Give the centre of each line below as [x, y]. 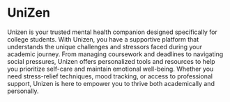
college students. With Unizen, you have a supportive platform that [103, 39]
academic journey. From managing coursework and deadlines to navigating [115, 54]
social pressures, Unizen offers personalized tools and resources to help [111, 61]
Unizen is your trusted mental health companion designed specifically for [112, 32]
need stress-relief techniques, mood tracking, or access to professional [110, 76]
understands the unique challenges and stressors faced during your [105, 46]
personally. [23, 91]
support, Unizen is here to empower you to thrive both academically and [111, 83]
